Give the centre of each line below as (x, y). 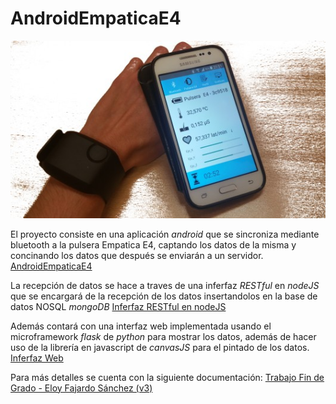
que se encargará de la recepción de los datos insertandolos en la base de (164, 296)
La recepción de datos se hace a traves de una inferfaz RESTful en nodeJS (165, 285)
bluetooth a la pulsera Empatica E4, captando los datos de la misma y (153, 244)
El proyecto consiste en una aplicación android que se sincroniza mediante (165, 234)
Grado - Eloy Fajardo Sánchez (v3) (81, 388)
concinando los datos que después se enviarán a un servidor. (137, 255)
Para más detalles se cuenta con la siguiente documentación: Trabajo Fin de (167, 377)
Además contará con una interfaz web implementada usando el (141, 326)
